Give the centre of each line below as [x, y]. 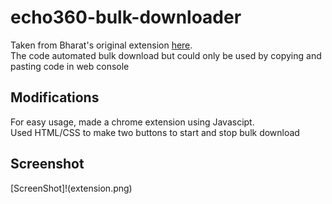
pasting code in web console [70, 66]
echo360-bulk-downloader [126, 17]
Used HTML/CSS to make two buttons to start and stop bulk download [155, 132]
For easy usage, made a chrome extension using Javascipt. [132, 122]
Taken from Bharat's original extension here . [101, 45]
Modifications [55, 97]
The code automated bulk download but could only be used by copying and [166, 55]
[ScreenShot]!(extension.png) [71, 188]
